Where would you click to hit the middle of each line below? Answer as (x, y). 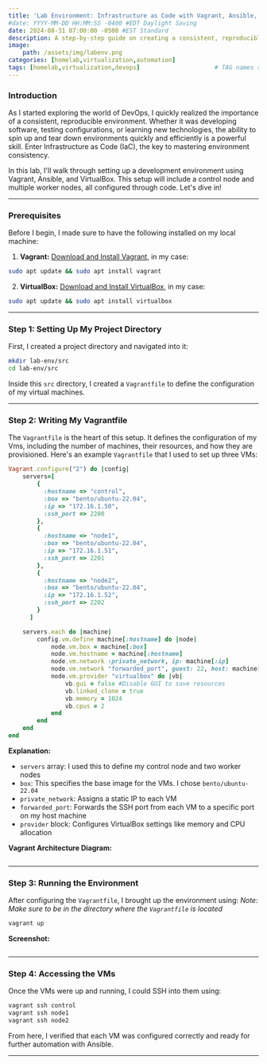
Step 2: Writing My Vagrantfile (68, 421)
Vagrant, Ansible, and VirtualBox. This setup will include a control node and (131, 179)
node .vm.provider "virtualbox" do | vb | (116, 677)
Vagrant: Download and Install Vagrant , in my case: (104, 257)
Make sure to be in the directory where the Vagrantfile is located (116, 909)
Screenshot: (29, 939)
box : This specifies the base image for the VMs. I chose (110, 783)
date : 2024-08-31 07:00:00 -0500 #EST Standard (89, 30)
